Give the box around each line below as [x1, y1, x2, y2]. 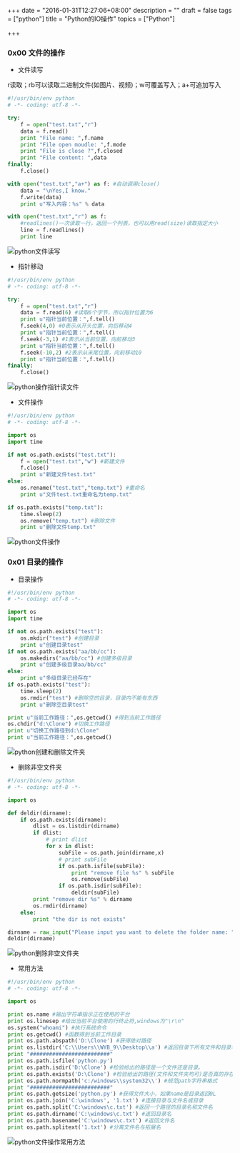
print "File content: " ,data [20, 154, 107, 161]
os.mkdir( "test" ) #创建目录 [20, 635, 100, 642]
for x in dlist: [45, 842, 94, 850]
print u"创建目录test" [20, 641, 84, 648]
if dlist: [33, 830, 62, 837]
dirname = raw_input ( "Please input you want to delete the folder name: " [7, 928, 235, 936]
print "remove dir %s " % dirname [33, 896, 133, 903]
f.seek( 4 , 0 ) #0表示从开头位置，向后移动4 [20, 323, 132, 330]
